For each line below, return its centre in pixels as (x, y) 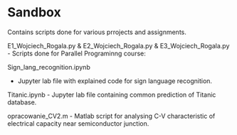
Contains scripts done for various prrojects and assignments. (97, 32)
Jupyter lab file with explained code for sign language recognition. (115, 81)
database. (22, 102)
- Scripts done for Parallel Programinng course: (77, 53)
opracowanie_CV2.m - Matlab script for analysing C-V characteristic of (111, 116)
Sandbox (35, 12)
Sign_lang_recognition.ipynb (49, 67)
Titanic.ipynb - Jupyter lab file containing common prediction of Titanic (112, 94)
